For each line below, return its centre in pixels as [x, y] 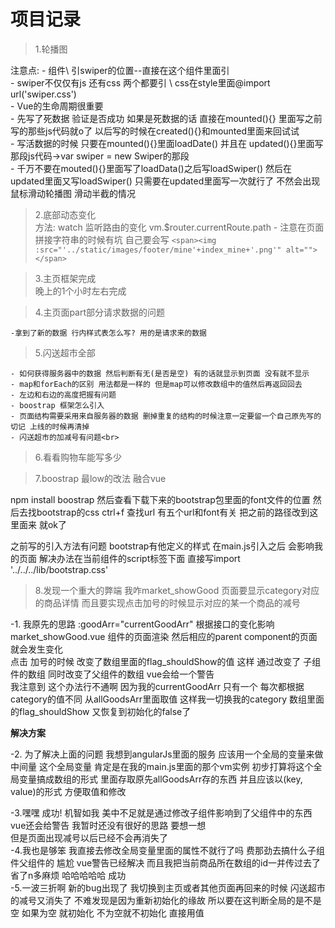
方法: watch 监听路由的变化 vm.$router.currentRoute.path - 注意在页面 [179, 227]
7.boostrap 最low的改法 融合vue [100, 478]
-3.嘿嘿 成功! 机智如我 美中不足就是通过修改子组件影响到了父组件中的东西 [161, 812]
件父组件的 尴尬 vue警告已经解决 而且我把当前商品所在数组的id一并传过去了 [166, 862]
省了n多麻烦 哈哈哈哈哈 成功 [68, 875]
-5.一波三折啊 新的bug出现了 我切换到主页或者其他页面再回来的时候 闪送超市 [168, 887]
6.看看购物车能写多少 [78, 457]
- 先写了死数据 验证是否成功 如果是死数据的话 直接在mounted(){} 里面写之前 [166, 118]
